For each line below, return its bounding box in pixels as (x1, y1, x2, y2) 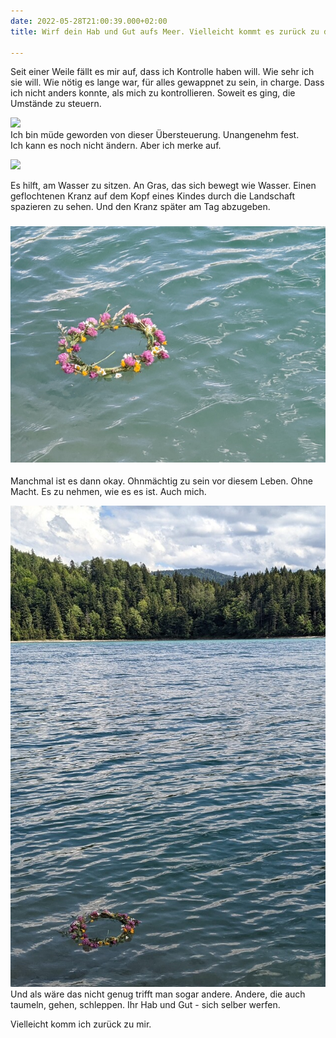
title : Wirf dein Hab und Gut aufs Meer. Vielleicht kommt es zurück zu (10, 26, 320, 37)
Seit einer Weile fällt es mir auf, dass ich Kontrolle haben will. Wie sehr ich (10, 66, 315, 78)
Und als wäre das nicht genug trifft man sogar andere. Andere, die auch (10, 988, 306, 1000)
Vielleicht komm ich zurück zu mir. (10, 1018, 152, 1030)
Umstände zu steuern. (10, 98, 102, 110)
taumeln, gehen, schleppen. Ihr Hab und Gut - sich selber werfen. (10, 998, 281, 1010)
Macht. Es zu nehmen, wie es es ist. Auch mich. (10, 485, 207, 497)
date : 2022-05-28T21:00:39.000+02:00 (10, 16, 168, 26)
